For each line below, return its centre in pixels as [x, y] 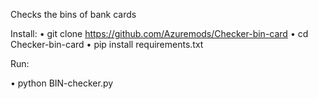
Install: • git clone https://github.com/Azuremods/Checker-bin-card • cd [159, 33]
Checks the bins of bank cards [73, 14]
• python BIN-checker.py [62, 83]
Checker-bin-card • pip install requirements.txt [107, 44]
